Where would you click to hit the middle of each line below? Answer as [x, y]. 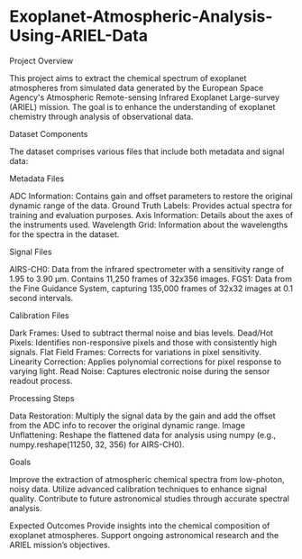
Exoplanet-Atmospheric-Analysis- [141, 17]
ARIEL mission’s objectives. [60, 545]
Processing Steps [42, 398]
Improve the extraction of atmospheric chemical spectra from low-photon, [147, 479]
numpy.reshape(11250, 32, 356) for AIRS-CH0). [97, 444]
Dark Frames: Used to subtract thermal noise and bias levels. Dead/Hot [141, 333]
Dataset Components [49, 133]
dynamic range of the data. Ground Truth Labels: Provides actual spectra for [151, 206]
